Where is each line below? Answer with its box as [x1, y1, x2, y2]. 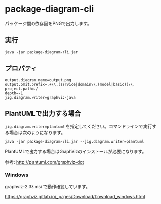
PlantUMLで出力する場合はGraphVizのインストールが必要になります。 [5, 149, 147, 155]
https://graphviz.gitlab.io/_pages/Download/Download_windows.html [5, 193, 145, 199]
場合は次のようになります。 [9, 130, 65, 136]
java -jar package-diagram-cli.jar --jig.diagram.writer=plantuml [5, 139, 144, 144]
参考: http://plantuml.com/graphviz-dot [5, 159, 84, 165]
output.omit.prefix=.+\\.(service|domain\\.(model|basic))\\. [5, 82, 135, 87]
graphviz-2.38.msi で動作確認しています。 [5, 183, 90, 189]
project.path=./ [5, 86, 38, 91]
